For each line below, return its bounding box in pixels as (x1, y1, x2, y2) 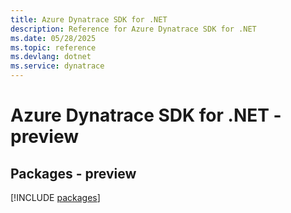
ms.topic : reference (10, 42, 97, 53)
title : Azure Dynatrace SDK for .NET (10, 14, 168, 25)
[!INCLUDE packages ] (10, 192, 101, 203)
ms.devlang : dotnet (10, 52, 92, 62)
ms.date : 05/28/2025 (10, 33, 97, 43)
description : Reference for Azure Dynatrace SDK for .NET (10, 24, 257, 34)
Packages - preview (10, 165, 137, 182)
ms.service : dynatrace (10, 61, 105, 71)
